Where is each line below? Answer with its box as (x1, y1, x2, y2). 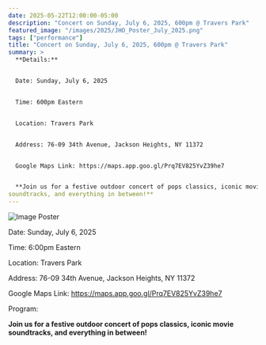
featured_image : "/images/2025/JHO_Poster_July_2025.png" (8, 26, 203, 34)
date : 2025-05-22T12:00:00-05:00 (8, 11, 119, 20)
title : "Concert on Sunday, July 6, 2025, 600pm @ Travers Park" (8, 41, 228, 49)
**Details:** (15, 56, 59, 64)
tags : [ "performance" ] (8, 33, 83, 42)
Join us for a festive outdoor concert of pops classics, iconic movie (8, 320, 234, 328)
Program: (8, 304, 39, 313)
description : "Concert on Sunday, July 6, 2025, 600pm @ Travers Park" (8, 19, 249, 27)
